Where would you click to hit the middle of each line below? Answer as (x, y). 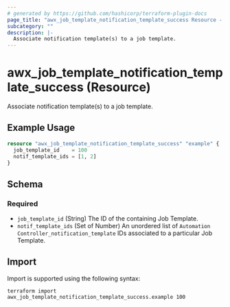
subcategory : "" (30, 26)
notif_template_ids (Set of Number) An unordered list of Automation (114, 226)
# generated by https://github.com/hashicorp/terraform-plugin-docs (107, 13)
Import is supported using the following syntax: (74, 278)
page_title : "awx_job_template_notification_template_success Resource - (115, 20)
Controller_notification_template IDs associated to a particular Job (115, 233)
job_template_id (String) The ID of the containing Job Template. (107, 219)
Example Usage (41, 128)
